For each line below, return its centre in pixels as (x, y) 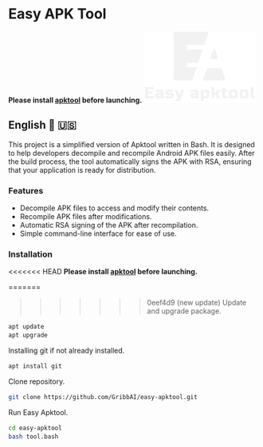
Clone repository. (37, 381)
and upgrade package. (184, 311)
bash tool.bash (33, 437)
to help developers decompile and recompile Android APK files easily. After (131, 153)
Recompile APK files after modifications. (86, 217)
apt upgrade (28, 335)
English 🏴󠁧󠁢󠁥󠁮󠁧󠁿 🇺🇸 (43, 125)
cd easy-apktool (35, 428)
